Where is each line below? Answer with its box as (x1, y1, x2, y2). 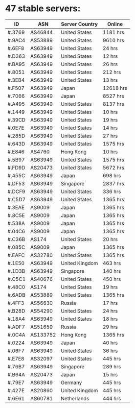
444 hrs (102, 395, 121, 402)
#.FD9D (7, 164, 25, 171)
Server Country (61, 21, 98, 27)
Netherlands (61, 395, 90, 402)
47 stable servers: (5, 3, 81, 14)
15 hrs (102, 371, 118, 378)
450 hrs (102, 275, 121, 282)
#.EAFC (7, 252, 25, 259)
